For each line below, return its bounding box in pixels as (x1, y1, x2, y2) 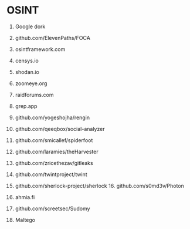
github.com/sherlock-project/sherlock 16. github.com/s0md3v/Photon (15, 182, 184, 189)
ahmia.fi (15, 193, 35, 200)
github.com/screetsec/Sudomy (15, 205, 90, 212)
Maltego (15, 216, 36, 223)
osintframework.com (15, 45, 66, 53)
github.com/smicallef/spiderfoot (15, 136, 93, 144)
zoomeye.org (15, 80, 48, 87)
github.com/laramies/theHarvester (15, 148, 99, 155)
